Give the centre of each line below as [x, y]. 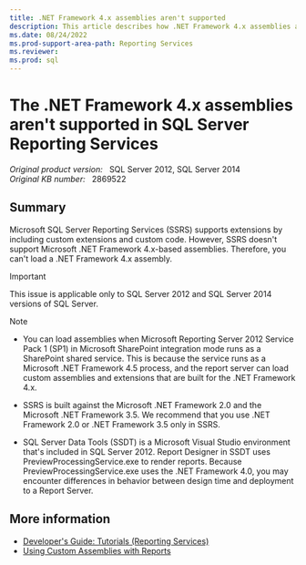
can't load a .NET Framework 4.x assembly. [91, 258]
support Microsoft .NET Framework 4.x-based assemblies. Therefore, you [148, 249]
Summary [38, 207]
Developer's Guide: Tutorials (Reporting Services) [116, 541]
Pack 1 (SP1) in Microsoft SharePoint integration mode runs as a [142, 348]
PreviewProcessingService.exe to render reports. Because [133, 461]
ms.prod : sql [34, 60]
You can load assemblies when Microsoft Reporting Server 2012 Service [158, 339]
